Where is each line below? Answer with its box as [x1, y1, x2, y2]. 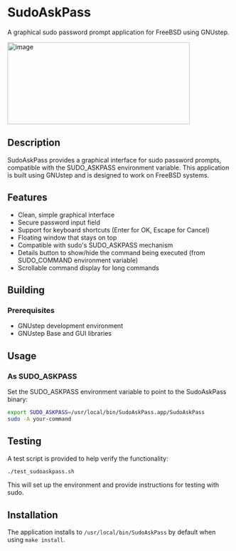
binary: [7, 395, 28, 403]
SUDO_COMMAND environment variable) [17, 256, 139, 264]
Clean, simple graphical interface [17, 210, 115, 219]
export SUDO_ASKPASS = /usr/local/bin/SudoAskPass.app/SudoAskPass [7, 408, 205, 416]
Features [7, 192, 48, 204]
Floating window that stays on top [17, 233, 117, 242]
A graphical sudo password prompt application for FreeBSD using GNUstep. [7, 28, 230, 36]
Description [7, 137, 60, 149]
